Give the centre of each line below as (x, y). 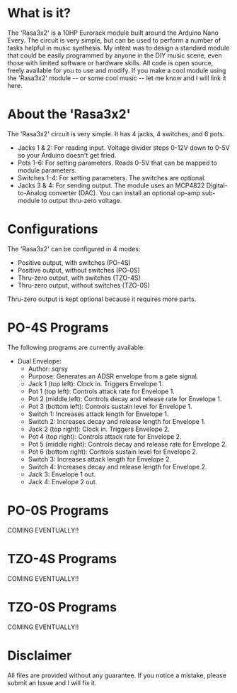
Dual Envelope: (40, 361)
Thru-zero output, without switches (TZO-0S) (84, 285)
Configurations (53, 229)
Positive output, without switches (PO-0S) (79, 270)
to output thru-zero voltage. (82, 200)
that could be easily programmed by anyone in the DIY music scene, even (115, 55)
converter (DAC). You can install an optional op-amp (124, 192)
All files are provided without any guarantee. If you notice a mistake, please (117, 675)
